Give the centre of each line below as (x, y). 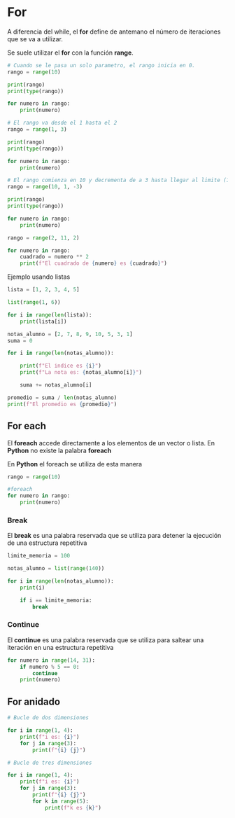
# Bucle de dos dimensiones (48, 718)
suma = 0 (20, 340)
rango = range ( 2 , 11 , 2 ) (43, 238)
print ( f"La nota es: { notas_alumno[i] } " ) (81, 373)
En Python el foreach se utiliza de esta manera (74, 464)
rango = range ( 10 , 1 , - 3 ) (45, 187)
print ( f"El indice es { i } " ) (60, 366)
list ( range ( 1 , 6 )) (34, 303)
